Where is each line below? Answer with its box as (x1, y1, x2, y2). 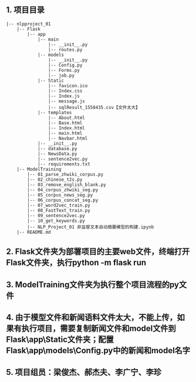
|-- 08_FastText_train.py (27, 207, 91, 213)
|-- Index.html (48, 125, 85, 131)
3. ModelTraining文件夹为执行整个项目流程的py (6, 280, 179, 290)
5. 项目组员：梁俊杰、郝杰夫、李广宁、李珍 (6, 367, 161, 377)
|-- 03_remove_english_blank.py (27, 181, 107, 188)
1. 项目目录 (6, 5, 45, 15)
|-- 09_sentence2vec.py (27, 212, 85, 218)
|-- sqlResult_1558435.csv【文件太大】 (48, 104, 140, 110)
